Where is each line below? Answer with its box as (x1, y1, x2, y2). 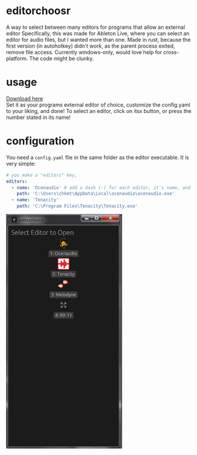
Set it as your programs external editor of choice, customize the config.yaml (6, 101, 191, 108)
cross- (163, 48, 179, 55)
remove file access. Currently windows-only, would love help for (6, 48, 162, 55)
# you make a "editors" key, (6, 172, 78, 178)
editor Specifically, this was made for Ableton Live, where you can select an (6, 29, 190, 36)
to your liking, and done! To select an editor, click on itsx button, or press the (6, 107, 192, 114)
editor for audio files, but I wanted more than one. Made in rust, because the (6, 36, 191, 43)
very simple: (6, 160, 36, 167)
